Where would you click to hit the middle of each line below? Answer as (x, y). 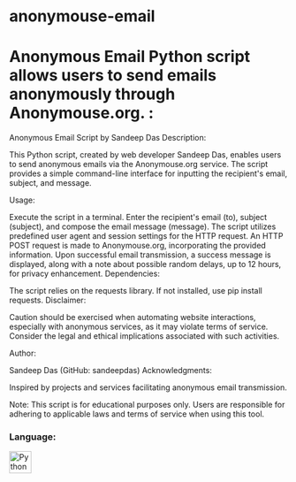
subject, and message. (50, 183)
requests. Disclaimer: (48, 300)
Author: (23, 353)
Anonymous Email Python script (130, 57)
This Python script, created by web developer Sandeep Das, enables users (145, 155)
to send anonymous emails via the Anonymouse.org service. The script (139, 164)
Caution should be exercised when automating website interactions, (133, 318)
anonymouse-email (82, 16)
